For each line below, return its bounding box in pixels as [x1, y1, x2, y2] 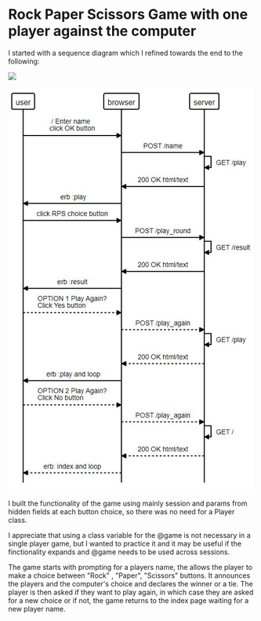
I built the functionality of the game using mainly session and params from [8, 499, 248, 508]
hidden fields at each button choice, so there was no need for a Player [8, 506, 235, 516]
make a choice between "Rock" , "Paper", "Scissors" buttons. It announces [8, 571, 251, 580]
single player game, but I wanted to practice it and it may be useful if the [8, 539, 241, 548]
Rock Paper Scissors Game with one [8, 5, 248, 24]
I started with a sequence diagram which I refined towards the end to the [8, 48, 243, 57]
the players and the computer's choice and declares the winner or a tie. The [8, 579, 253, 588]
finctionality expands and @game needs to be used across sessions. [8, 547, 230, 557]
